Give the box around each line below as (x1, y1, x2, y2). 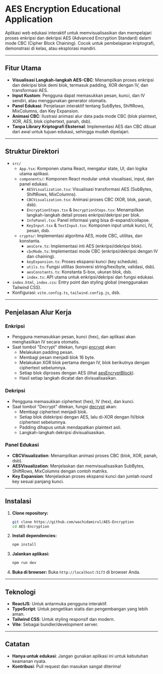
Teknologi (5, 588, 36, 596)
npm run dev (12, 561, 36, 565)
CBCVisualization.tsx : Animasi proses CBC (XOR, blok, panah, (26, 196, 152, 202)
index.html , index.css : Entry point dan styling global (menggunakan (12, 279, 148, 285)
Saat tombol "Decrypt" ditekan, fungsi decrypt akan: (12, 403, 117, 409)
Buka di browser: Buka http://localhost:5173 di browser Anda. (12, 569, 141, 575)
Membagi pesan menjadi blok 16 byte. (19, 354, 96, 361)
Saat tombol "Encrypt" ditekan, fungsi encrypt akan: (12, 344, 116, 350)
